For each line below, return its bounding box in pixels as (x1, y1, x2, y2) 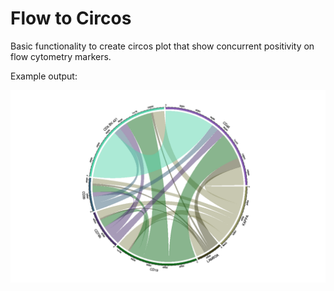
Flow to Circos (10, 7, 132, 30)
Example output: (10, 70, 78, 82)
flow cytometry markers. (10, 50, 112, 62)
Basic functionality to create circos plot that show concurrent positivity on (10, 40, 315, 52)
